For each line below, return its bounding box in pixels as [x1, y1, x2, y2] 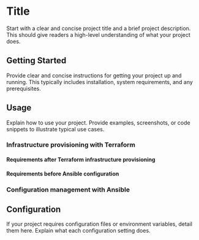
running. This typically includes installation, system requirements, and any [6, 78, 193, 85]
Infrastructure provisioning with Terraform [6, 141, 136, 149]
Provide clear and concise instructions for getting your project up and [6, 72, 182, 79]
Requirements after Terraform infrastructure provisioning [6, 156, 156, 163]
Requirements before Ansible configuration [6, 170, 119, 177]
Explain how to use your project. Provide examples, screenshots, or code [6, 118, 191, 126]
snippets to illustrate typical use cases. [6, 125, 105, 133]
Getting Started [6, 55, 67, 66]
